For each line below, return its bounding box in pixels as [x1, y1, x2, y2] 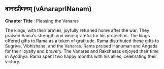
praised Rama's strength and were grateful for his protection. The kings [5, 32, 150, 38]
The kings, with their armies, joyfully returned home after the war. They [5, 27, 149, 33]
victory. [5, 58, 21, 64]
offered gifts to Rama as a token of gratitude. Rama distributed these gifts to [5, 38, 159, 44]
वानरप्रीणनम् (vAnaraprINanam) [5, 5, 92, 13]
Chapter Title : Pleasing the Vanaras [5, 18, 79, 23]
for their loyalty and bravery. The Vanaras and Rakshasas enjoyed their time [5, 48, 159, 54]
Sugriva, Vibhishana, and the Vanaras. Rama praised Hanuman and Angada [5, 43, 158, 49]
